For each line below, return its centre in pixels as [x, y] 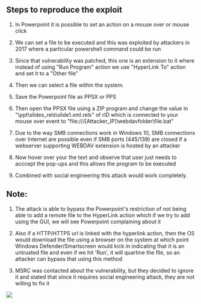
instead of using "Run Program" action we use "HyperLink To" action [100, 67]
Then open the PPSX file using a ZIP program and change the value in [101, 108]
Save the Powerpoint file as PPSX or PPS [66, 96]
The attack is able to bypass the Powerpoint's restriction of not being [100, 209]
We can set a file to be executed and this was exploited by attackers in [102, 42]
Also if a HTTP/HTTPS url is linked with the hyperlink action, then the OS [105, 233]
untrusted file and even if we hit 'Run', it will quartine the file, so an [97, 252]
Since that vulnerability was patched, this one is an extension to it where [104, 60]
